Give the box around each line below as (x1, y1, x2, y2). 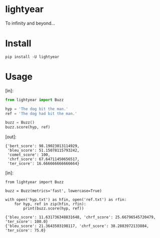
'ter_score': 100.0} (5, 219, 49, 224)
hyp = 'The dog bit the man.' (5, 106, 69, 111)
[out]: (5, 134, 17, 140)
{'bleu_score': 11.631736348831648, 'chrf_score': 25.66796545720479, (5, 215, 156, 220)
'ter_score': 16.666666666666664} (7, 161, 80, 166)
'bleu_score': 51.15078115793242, (7, 148, 80, 153)
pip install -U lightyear (5, 54, 59, 59)
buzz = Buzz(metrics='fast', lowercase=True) (5, 188, 102, 194)
